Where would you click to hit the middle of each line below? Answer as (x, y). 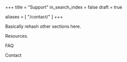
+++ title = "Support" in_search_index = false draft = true (64, 7)
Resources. (17, 36)
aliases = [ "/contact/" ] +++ (34, 17)
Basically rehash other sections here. (43, 26)
